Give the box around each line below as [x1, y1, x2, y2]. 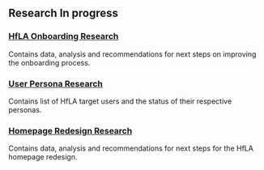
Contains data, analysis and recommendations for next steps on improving [8, 49, 257, 59]
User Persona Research [8, 78, 103, 89]
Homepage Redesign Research [8, 125, 133, 136]
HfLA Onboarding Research [8, 31, 119, 42]
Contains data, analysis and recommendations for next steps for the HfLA [8, 143, 253, 153]
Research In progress [8, 6, 119, 20]
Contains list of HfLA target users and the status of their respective [8, 96, 232, 106]
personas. [8, 104, 42, 114]
